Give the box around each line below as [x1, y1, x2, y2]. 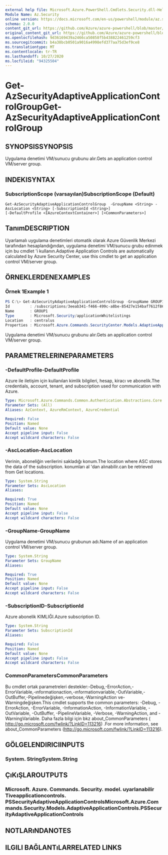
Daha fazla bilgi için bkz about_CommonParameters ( [41, 715, 151, 721]
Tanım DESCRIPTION [5, 224, 70, 232]
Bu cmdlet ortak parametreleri [5, 683, 67, 689]
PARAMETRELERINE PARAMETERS [5, 351, 114, 360]
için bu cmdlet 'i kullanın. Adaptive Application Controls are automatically [5, 248, 154, 254]
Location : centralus [5, 318, 55, 323]
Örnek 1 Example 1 [5, 288, 49, 295]
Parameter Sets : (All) [5, 403, 52, 408]
